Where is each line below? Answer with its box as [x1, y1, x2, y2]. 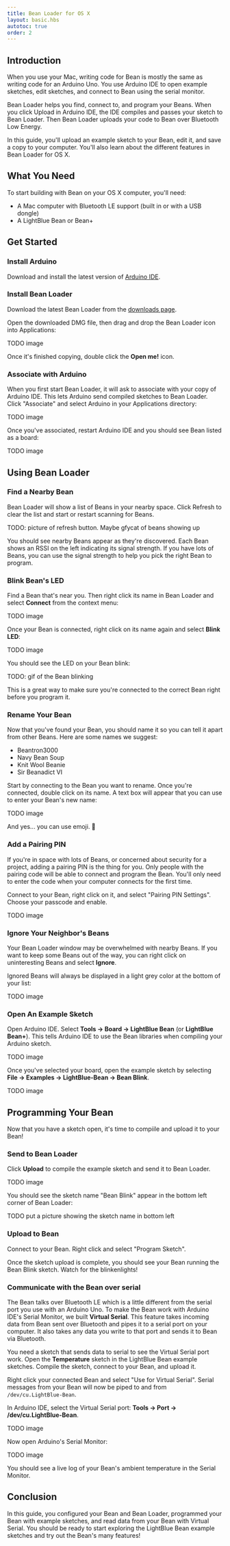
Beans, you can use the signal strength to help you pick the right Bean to [7, 551, 212, 559]
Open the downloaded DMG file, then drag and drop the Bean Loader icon [7, 318, 216, 327]
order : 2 [7, 29, 32, 36]
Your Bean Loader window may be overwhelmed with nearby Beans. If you [7, 944, 218, 952]
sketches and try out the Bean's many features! [7, 1531, 141, 1539]
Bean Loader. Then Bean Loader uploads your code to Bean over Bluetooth [7, 115, 219, 124]
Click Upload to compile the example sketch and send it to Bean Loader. [7, 1164, 211, 1173]
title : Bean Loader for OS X [7, 10, 90, 17]
